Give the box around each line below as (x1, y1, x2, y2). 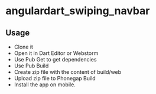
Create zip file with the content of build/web (14, 69, 122, 75)
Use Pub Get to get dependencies (14, 56, 97, 63)
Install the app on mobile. (14, 81, 76, 88)
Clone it (14, 43, 34, 50)
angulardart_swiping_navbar (5, 4, 150, 18)
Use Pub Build (14, 62, 49, 69)
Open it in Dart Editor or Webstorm (14, 50, 99, 57)
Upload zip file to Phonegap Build (14, 75, 96, 82)
